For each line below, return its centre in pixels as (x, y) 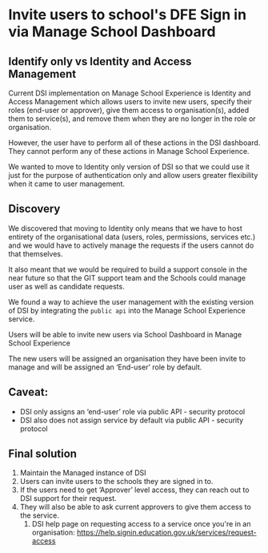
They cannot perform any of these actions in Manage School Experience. (129, 151)
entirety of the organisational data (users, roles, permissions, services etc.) (132, 236)
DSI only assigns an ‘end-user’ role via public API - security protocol (132, 411)
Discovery (34, 209)
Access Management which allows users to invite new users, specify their (130, 101)
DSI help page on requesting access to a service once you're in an (141, 524)
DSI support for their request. (68, 499)
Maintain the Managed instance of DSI (83, 473)
